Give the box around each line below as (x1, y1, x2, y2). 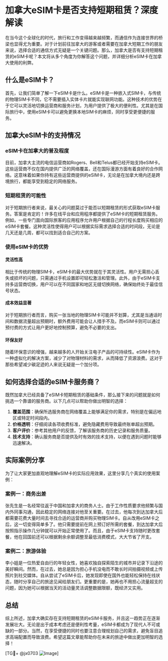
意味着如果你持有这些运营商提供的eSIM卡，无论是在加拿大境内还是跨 (18, 172, 160, 178)
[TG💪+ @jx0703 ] (5, 650, 59, 656)
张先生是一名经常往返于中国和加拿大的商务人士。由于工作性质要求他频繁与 (5, 503, 158, 509)
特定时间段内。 (21, 415, 52, 421)
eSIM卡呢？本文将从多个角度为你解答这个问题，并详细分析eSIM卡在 (13, 53, 153, 59)
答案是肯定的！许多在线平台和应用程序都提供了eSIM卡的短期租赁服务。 (13, 211, 160, 217)
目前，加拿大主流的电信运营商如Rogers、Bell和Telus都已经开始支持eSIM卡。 (5, 160, 163, 166)
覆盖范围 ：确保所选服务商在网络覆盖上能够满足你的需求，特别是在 (12, 409, 148, 415)
